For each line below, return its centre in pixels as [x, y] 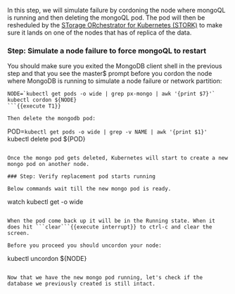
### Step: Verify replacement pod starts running [82, 177]
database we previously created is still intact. [82, 284]
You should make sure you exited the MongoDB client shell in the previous [115, 66]
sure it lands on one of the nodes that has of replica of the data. [100, 32]
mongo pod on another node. [49, 165]
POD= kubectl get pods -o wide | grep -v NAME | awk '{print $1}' [107, 132]
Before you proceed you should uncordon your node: [84, 245]
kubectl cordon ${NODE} [42, 100]
